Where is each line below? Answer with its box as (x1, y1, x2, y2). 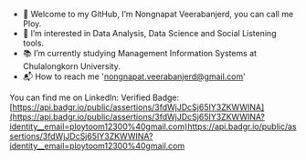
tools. (22, 37, 44, 48)
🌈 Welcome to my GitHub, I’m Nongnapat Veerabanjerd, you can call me (22, 9, 294, 19)
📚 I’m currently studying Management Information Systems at (22, 48, 258, 58)
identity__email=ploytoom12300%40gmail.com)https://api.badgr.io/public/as (9, 121, 297, 132)
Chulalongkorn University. (22, 61, 121, 72)
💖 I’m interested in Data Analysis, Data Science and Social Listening (22, 28, 277, 38)
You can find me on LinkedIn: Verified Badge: (9, 92, 180, 103)
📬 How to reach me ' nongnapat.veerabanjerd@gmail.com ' (22, 71, 247, 82)
